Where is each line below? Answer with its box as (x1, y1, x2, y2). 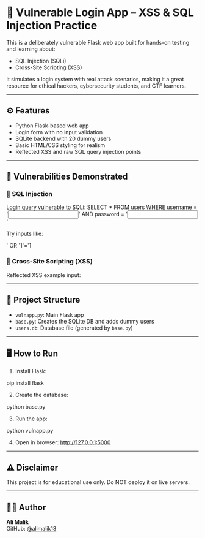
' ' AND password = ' (6, 211, 128, 218)
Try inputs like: (6, 230, 44, 238)
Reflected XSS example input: (6, 271, 81, 278)
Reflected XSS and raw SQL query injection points (15, 148, 142, 155)
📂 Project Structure (6, 295, 81, 305)
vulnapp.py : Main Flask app (15, 311, 84, 318)
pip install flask (6, 379, 45, 387)
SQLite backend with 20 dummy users (15, 135, 112, 142)
